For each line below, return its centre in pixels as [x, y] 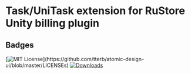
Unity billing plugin [53, 23]
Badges [20, 45]
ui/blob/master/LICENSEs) [37, 65]
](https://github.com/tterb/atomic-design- [93, 59]
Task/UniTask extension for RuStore [95, 11]
